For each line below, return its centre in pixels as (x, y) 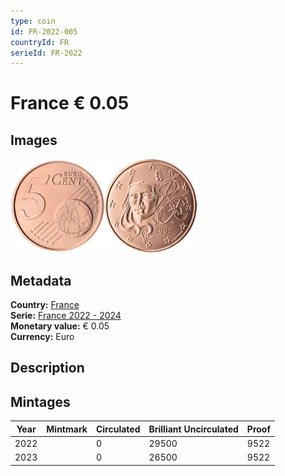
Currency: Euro (42, 337)
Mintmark (67, 429)
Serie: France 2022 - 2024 (66, 316)
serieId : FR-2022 (46, 53)
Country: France (45, 305)
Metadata (41, 280)
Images (34, 140)
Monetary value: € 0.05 (60, 326)
